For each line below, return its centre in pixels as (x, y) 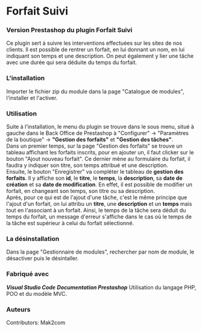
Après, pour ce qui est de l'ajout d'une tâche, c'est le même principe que (97, 197)
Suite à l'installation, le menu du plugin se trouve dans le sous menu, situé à (100, 127)
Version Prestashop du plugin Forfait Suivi (69, 30)
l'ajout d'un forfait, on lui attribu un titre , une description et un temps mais (99, 204)
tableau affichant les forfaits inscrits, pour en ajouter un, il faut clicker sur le (100, 152)
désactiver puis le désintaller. (43, 258)
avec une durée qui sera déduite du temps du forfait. (72, 62)
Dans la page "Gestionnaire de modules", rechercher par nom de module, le (100, 252)
